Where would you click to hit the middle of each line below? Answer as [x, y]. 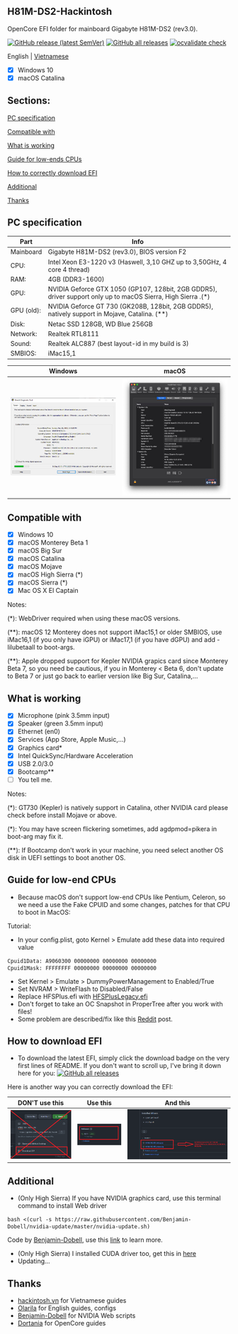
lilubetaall [21, 647]
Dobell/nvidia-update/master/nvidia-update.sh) [79, 1227]
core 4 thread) [69, 269]
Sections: [29, 101]
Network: [24, 333]
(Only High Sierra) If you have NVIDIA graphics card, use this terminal [119, 1199]
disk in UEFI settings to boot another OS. [67, 857]
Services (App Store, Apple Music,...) [72, 740]
